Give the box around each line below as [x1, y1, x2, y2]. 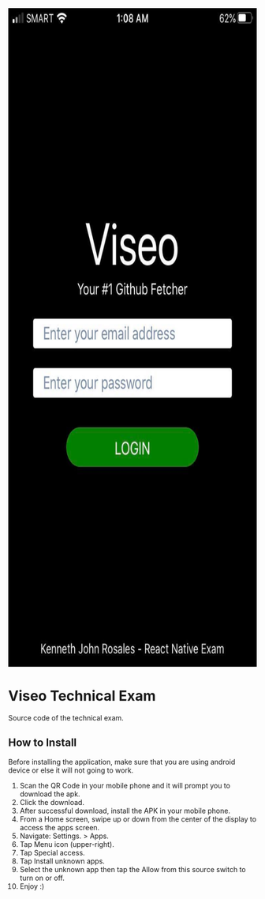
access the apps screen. [19, 822, 100, 832]
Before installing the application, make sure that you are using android [8, 757, 236, 766]
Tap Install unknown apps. [19, 856, 105, 866]
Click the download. [19, 797, 85, 807]
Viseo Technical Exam [8, 687, 156, 705]
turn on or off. [19, 873, 65, 882]
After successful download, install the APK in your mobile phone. [19, 806, 231, 815]
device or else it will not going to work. [8, 765, 134, 775]
